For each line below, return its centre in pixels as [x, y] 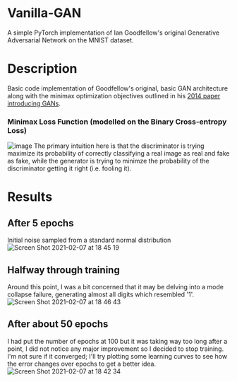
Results [30, 197]
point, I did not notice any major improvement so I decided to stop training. [116, 349]
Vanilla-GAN [44, 13]
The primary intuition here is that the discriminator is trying [119, 146]
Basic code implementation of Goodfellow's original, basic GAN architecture [117, 88]
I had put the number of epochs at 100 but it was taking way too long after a [117, 341]
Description [42, 69]
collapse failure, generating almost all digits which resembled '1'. [101, 294]
